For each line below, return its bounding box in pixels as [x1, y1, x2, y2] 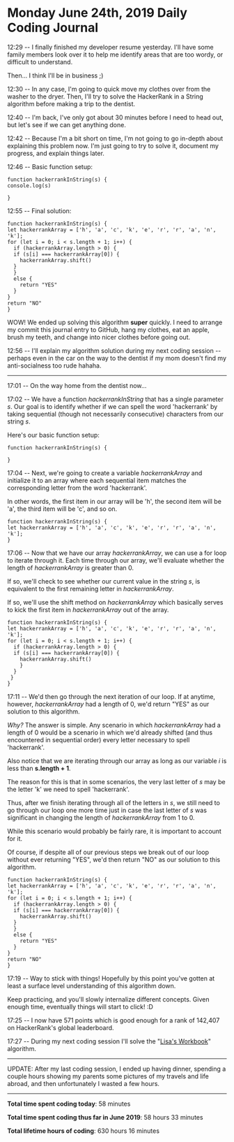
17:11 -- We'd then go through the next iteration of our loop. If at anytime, [7, 692, 216, 700]
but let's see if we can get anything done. [7, 120, 127, 129]
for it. [7, 834, 23, 843]
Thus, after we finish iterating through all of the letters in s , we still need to [7, 798, 221, 807]
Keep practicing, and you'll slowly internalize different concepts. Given [7, 995, 210, 1004]
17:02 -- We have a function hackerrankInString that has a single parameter [7, 395, 224, 403]
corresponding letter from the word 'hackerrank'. [7, 484, 148, 492]
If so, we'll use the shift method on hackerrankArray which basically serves [7, 598, 224, 606]
